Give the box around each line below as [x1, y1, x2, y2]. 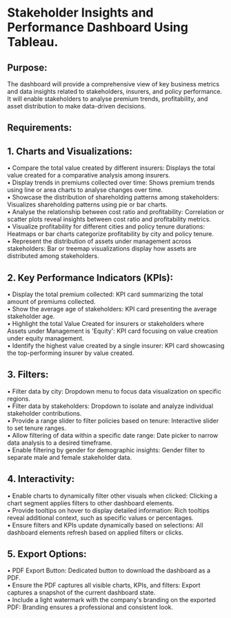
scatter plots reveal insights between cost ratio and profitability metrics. [7, 215, 212, 224]
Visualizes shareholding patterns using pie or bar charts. [7, 200, 168, 209]
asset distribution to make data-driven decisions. [7, 102, 146, 110]
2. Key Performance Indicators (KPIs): [7, 271, 174, 284]
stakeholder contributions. [7, 409, 82, 417]
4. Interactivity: [7, 473, 75, 485]
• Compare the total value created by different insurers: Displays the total [7, 164, 215, 172]
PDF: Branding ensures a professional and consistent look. [7, 603, 174, 612]
